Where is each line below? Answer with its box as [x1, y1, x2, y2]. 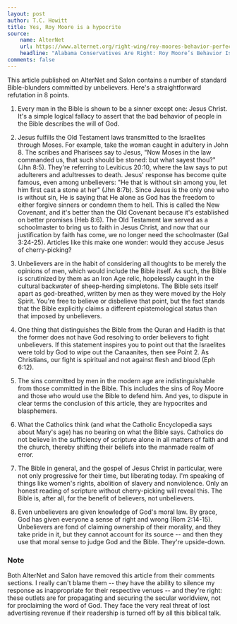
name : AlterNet [20, 37, 65, 44]
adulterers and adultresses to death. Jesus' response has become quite [17, 170, 227, 179]
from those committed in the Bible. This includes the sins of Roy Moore [17, 384, 224, 392]
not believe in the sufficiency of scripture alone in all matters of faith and [17, 435, 229, 443]
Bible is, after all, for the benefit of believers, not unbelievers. [17, 493, 195, 502]
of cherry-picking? [17, 245, 72, 254]
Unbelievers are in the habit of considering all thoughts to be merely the [17, 259, 226, 268]
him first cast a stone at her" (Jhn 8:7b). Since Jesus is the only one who [17, 185, 229, 194]
